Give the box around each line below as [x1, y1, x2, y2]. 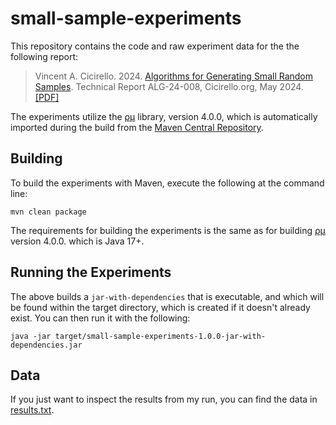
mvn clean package [10, 207, 87, 217]
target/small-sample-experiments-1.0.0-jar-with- [54, 331, 267, 341]
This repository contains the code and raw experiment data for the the [10, 40, 300, 52]
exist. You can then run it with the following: [10, 312, 191, 324]
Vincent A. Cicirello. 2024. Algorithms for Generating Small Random [34, 70, 314, 82]
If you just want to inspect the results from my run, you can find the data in [10, 393, 318, 406]
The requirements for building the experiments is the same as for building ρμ [10, 224, 326, 236]
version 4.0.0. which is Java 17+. [10, 235, 145, 247]
